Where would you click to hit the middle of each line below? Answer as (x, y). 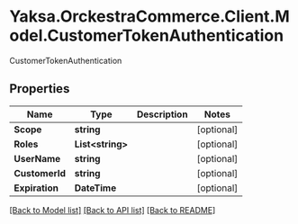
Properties (40, 89)
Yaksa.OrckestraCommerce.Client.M (149, 17)
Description (162, 114)
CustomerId (40, 173)
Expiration (36, 188)
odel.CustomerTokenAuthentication (147, 36)
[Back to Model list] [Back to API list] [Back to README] (113, 210)
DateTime (95, 188)
